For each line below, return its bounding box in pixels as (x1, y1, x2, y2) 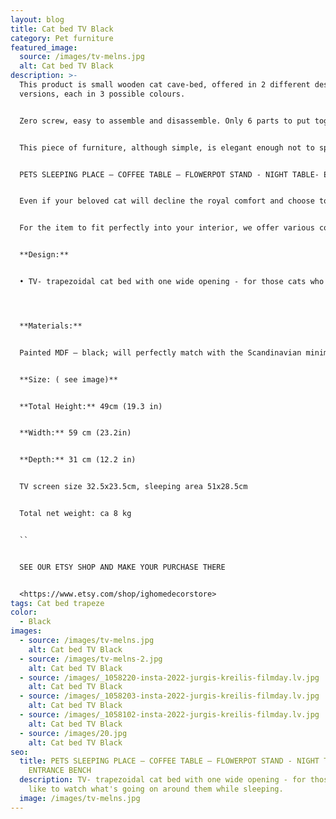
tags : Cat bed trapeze (10, 598, 105, 608)
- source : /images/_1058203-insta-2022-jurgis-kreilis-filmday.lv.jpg (19, 691, 320, 701)
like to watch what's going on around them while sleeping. (28, 784, 284, 794)
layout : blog (10, 14, 65, 25)
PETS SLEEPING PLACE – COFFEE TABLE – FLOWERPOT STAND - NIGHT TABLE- (19, 169, 320, 180)
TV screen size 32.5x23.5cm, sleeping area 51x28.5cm (19, 482, 248, 492)
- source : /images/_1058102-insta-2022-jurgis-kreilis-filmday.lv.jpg (19, 710, 320, 720)
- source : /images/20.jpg (19, 728, 128, 738)
